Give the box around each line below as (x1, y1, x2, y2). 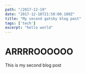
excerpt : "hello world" (5, 25, 53, 30)
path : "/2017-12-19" (5, 7, 47, 12)
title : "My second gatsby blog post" (5, 16, 82, 21)
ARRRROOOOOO (5, 46, 73, 57)
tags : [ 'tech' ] (5, 20, 36, 26)
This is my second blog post (5, 62, 62, 68)
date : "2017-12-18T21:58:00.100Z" (5, 12, 75, 17)
